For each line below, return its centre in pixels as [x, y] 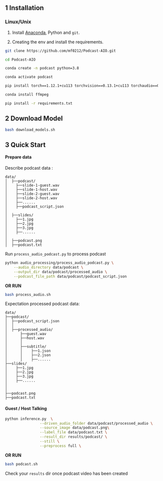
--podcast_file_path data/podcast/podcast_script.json [70, 276]
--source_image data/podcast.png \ [74, 428]
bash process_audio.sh [28, 294]
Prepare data [18, 157]
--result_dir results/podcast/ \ [73, 437]
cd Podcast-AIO [20, 60]
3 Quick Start [25, 145]
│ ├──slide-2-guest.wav [32, 194]
